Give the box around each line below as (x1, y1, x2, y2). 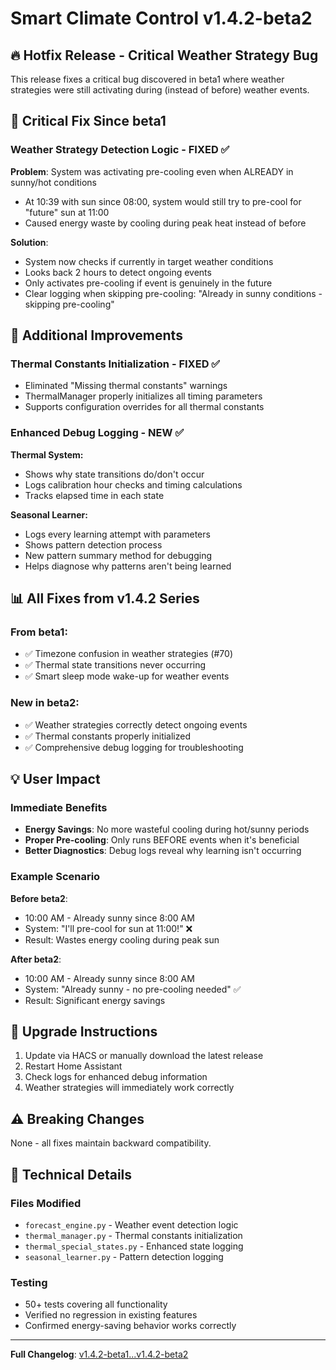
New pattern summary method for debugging (24, 549, 213, 561)
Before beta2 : (10, 892, 68, 904)
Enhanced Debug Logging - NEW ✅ (10, 426, 185, 440)
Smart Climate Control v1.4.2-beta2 (10, 7, 313, 30)
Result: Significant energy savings (24, 994, 166, 1006)
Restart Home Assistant (24, 1060, 123, 1072)
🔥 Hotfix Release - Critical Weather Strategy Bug (10, 47, 319, 64)
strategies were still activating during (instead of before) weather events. (10, 84, 310, 96)
